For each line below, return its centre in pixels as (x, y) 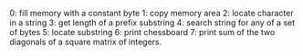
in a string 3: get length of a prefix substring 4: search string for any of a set (152, 23)
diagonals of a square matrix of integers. (86, 42)
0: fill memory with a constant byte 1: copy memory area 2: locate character (151, 13)
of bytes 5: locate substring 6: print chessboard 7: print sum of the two (142, 32)
